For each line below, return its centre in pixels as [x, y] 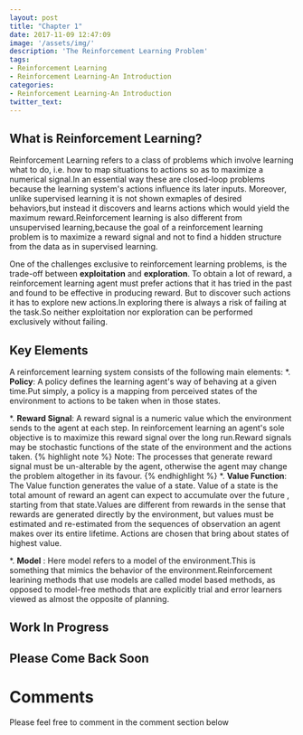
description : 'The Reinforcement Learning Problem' [109, 52]
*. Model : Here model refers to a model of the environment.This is [133, 561]
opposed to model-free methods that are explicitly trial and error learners [146, 589]
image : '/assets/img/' [52, 43]
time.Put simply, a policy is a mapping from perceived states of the [133, 391]
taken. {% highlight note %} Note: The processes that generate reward [141, 457]
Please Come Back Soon [79, 658]
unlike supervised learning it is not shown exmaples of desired [126, 199]
